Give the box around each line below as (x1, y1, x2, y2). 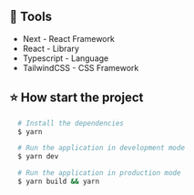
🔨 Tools (9, 9, 53, 25)
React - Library (22, 43, 80, 54)
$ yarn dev (17, 152, 59, 161)
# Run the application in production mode (17, 169, 181, 178)
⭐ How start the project (9, 90, 144, 106)
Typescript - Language (22, 52, 109, 64)
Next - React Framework (22, 33, 116, 44)
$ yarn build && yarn (17, 177, 100, 186)
